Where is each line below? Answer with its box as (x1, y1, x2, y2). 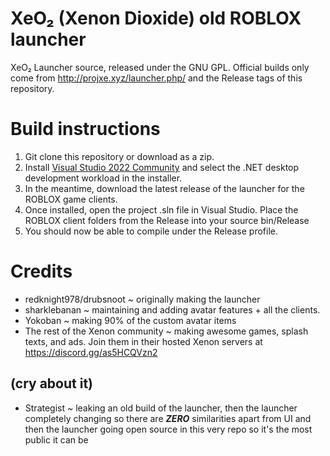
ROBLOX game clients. (24, 193, 118, 205)
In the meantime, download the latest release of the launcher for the (24, 182, 305, 194)
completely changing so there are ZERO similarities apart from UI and (24, 412, 312, 424)
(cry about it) (10, 375, 93, 392)
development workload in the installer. (24, 172, 183, 184)
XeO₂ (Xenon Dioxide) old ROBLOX (10, 7, 302, 30)
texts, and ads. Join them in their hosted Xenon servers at (24, 335, 263, 347)
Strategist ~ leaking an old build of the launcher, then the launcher (24, 402, 298, 414)
